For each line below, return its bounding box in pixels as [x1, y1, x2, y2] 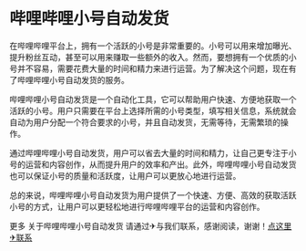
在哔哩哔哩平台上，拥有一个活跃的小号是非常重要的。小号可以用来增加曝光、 [9, 40, 297, 51]
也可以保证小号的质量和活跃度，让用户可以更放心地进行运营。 [9, 170, 241, 181]
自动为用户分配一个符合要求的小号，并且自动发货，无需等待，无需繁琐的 [9, 116, 280, 128]
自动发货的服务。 [65, 74, 129, 85]
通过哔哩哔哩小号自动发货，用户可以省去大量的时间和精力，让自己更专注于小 [9, 147, 297, 158]
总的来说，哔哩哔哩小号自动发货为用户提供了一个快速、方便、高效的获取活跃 [9, 189, 297, 201]
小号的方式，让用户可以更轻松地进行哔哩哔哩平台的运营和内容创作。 [9, 201, 265, 212]
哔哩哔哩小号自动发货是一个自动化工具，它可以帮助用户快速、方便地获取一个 [9, 93, 297, 105]
